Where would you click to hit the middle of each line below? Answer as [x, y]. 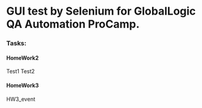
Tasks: [16, 43]
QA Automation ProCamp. [73, 24]
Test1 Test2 [21, 71]
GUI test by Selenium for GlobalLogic [101, 11]
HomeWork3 [23, 85]
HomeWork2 [23, 58]
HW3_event [21, 99]
